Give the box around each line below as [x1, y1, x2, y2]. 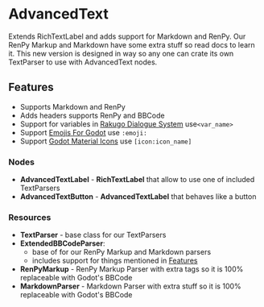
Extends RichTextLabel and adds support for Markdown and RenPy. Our [8, 31, 246, 41]
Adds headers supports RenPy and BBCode [19, 110, 165, 120]
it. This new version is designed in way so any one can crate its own [8, 48, 234, 58]
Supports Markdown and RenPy [19, 102, 126, 111]
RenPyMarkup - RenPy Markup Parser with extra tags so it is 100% [19, 264, 244, 274]
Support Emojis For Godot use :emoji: [19, 127, 147, 137]
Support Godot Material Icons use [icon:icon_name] [19, 136, 192, 146]
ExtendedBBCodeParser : [19, 239, 105, 248]
